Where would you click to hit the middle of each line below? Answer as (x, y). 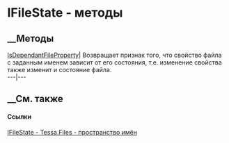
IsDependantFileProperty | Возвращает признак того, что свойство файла (114, 55)
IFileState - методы (65, 13)
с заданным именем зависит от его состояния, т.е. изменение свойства (115, 62)
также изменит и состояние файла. (60, 70)
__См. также (35, 99)
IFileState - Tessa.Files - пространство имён (72, 132)
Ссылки (19, 117)
